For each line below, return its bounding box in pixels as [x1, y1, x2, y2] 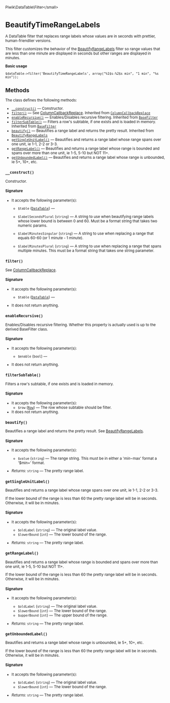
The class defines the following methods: [5, 98, 77, 103]
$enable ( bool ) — [17, 354, 47, 359]
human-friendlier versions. [5, 38, 52, 43]
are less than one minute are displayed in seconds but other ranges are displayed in [5, 51, 151, 56]
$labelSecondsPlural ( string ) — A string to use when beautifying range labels [17, 214, 154, 219]
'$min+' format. [17, 460, 45, 465]
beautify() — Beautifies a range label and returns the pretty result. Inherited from [11, 128, 154, 133]
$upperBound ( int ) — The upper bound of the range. [17, 612, 108, 618]
